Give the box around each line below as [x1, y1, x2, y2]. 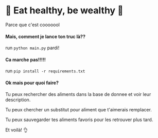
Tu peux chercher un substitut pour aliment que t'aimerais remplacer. [5, 106, 152, 112]
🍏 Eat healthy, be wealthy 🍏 [5, 5, 124, 16]
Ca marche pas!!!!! [5, 56, 46, 63]
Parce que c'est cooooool [5, 22, 60, 28]
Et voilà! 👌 [5, 127, 28, 133]
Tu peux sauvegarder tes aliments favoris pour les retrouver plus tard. [5, 116, 153, 123]
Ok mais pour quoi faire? [5, 80, 59, 86]
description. [5, 96, 31, 103]
